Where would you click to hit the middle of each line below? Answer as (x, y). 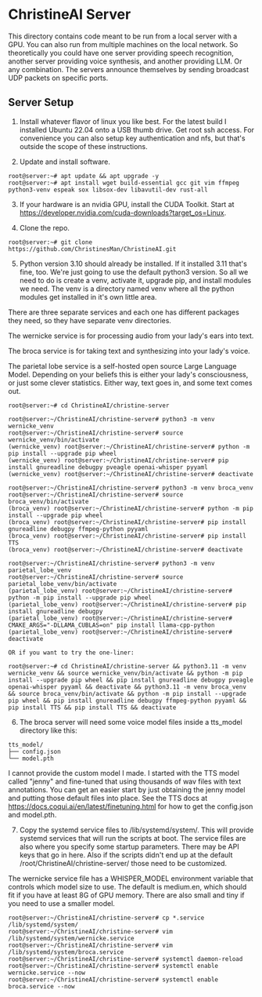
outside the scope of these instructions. (84, 146)
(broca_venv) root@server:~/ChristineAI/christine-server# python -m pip (131, 508)
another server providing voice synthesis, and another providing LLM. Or (125, 61)
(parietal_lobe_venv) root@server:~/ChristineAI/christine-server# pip (127, 604)
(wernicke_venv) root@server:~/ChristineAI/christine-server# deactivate (131, 474)
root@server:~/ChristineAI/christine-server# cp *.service (106, 918)
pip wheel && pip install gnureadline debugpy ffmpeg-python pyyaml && (127, 700)
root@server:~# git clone (50, 242)
